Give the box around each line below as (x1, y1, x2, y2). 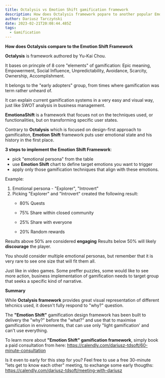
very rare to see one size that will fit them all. (5, 258, 96, 264)
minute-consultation (5, 348, 46, 353)
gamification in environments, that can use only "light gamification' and (5, 323, 149, 328)
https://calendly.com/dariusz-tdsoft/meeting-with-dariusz (5, 368, 123, 373)
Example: (5, 176, 24, 182)
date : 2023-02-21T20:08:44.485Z (5, 21, 71, 26)
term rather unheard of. (5, 88, 53, 93)
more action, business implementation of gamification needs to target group (5, 273, 159, 279)
